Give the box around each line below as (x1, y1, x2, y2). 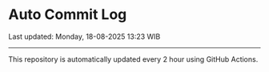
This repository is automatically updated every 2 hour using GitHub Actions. (8, 54, 259, 64)
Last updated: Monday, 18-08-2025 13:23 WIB (8, 32, 161, 41)
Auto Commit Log (8, 6, 127, 24)
